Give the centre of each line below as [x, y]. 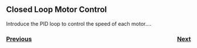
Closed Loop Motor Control [57, 10]
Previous [19, 39]
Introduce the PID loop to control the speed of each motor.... [79, 23]
